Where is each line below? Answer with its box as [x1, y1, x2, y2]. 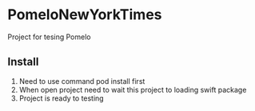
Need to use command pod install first [18, 76, 145, 85]
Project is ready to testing [18, 93, 105, 103]
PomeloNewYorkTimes [7, 6, 162, 24]
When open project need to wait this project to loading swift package [18, 85, 247, 94]
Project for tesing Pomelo [7, 32, 91, 42]
